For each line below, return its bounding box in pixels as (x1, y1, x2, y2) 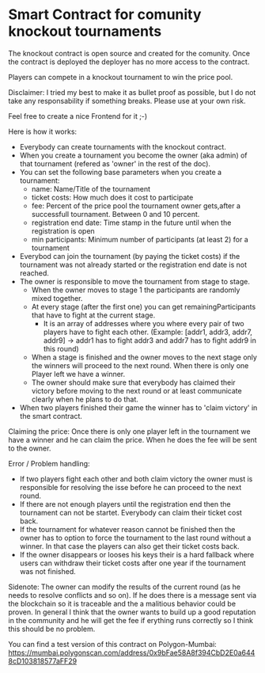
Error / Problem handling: (8, 458, 90, 468)
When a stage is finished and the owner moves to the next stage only (31, 352, 257, 362)
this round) (43, 344, 79, 353)
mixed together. (31, 293, 83, 302)
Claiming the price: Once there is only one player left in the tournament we (8, 426, 251, 436)
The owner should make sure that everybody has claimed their (31, 378, 236, 387)
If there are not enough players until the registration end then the (19, 499, 231, 508)
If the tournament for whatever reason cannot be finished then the (19, 524, 236, 534)
